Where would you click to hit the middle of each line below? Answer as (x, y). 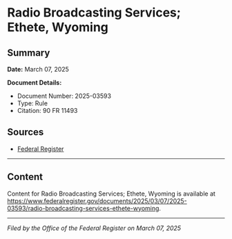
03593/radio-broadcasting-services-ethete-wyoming (83, 208)
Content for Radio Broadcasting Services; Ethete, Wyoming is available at (112, 194)
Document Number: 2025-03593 (64, 96)
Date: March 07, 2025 (38, 69)
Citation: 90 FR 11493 (47, 111)
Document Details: (35, 83)
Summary (29, 53)
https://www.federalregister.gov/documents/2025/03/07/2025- (97, 200)
